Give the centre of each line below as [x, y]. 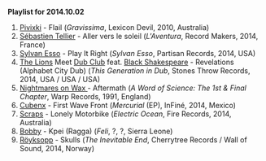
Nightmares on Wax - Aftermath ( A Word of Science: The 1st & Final [133, 88]
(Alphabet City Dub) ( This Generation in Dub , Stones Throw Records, [135, 71]
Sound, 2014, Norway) [57, 148]
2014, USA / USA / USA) [60, 79]
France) [33, 45]
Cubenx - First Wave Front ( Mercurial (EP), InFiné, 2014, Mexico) [128, 105]
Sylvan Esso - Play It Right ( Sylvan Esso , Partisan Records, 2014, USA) [137, 53]
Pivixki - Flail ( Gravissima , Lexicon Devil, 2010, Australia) [114, 27]
